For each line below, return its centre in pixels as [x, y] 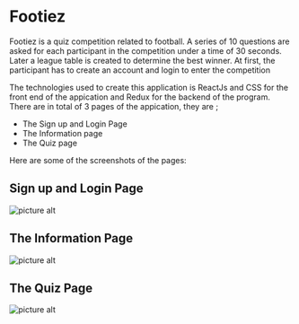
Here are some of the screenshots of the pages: [98, 160]
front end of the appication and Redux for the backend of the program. [140, 97]
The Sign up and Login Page [75, 124]
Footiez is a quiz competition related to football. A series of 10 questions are [149, 41]
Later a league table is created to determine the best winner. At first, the [142, 60]
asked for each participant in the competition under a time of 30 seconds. [146, 50]
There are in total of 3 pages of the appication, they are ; [114, 106]
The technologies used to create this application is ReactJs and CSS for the [149, 87]
